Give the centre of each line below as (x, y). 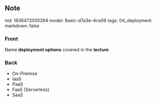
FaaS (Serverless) (31, 89)
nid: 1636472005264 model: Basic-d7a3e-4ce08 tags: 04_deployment (78, 20)
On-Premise (24, 74)
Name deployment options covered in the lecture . (58, 50)
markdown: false (22, 26)
